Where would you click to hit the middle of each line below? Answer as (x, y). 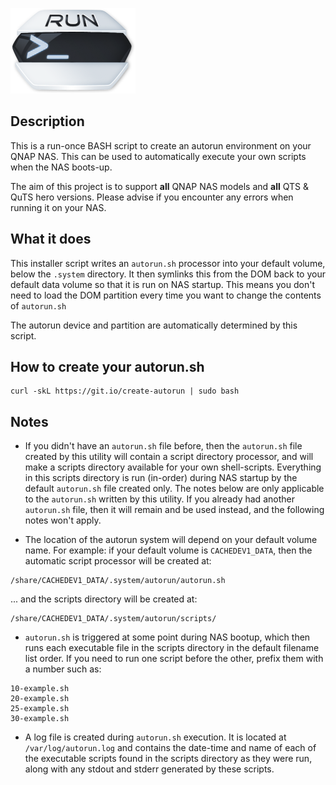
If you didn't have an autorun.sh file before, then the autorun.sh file (163, 446)
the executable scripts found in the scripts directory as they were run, (168, 759)
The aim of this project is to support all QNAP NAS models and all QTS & (159, 186)
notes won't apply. (63, 520)
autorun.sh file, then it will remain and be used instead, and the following (174, 510)
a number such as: (63, 669)
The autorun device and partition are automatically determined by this (154, 325)
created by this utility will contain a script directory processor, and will (169, 457)
